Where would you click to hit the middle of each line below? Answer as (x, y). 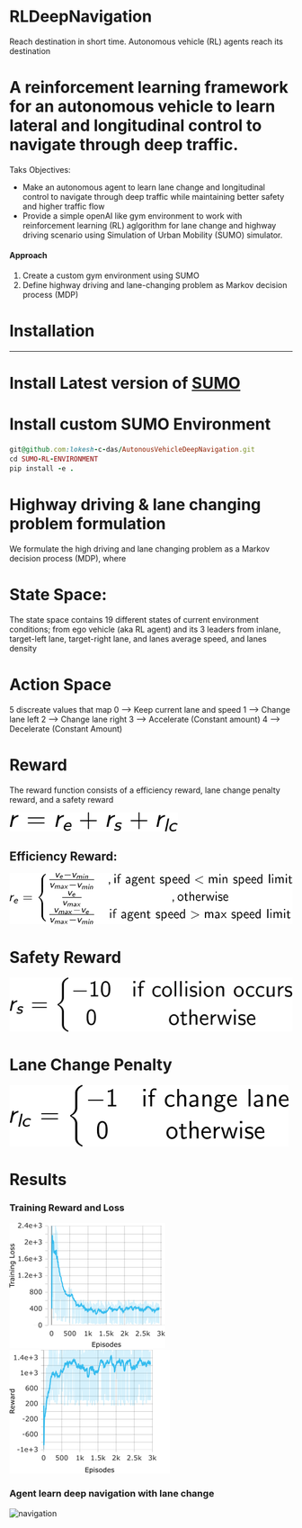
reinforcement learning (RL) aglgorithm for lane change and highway (149, 225)
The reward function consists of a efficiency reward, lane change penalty (145, 790)
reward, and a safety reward (62, 799)
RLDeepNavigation (81, 17)
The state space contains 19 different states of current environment (134, 619)
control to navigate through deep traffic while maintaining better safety (153, 196)
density (23, 648)
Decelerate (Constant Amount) (66, 728)
